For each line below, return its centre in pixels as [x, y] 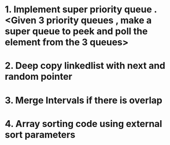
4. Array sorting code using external [83, 124]
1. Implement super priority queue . [81, 10]
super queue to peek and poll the [76, 31]
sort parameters [40, 134]
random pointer [39, 77]
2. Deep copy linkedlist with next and [85, 66]
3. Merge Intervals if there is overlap [84, 100]
